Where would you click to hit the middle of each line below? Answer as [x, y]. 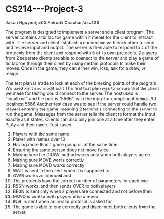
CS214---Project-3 [44, 9]
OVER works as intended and [42, 175]
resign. [12, 73]
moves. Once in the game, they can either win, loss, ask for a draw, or [76, 68]
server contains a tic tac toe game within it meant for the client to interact [79, 37]
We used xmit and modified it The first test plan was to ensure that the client [82, 88]
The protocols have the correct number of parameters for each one [80, 181]
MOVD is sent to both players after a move [55, 196]
